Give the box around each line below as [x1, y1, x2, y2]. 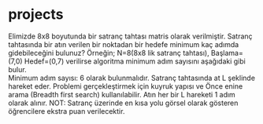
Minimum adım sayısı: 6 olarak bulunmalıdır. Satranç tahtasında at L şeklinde [8, 73, 256, 82]
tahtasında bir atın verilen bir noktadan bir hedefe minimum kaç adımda [8, 39, 239, 49]
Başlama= [211, 48, 244, 57]
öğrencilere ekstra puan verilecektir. [8, 106, 125, 115]
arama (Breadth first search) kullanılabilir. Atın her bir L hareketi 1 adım [8, 89, 236, 99]
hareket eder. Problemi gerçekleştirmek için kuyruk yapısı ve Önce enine [8, 81, 243, 91]
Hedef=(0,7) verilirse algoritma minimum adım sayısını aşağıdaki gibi [24, 57, 246, 66]
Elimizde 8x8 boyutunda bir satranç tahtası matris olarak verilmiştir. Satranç [8, 31, 254, 41]
